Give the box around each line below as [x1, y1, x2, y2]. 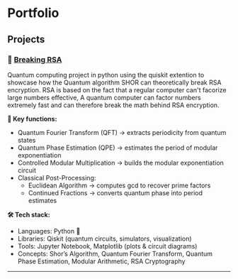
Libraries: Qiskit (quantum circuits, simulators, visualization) [17, 234, 193, 243]
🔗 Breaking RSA [7, 55, 62, 65]
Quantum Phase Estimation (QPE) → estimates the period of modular [17, 143, 218, 152]
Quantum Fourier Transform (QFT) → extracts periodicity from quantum [17, 128, 227, 136]
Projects [7, 33, 45, 45]
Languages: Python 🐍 [17, 226, 81, 235]
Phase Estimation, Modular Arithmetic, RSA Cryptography [17, 257, 186, 266]
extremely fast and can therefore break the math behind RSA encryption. [7, 101, 220, 109]
